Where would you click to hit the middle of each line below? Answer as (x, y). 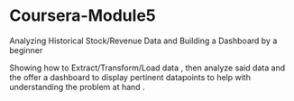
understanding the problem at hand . (78, 87)
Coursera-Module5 (83, 16)
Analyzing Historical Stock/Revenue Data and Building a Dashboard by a (143, 41)
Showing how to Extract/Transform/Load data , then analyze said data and (147, 68)
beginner (26, 50)
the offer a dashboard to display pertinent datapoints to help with (130, 77)
